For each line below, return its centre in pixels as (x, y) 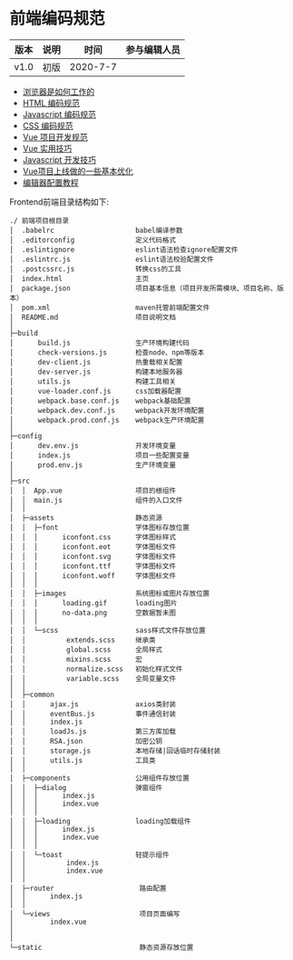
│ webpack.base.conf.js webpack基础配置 (100, 401)
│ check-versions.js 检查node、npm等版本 (107, 352)
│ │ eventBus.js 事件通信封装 (93, 714)
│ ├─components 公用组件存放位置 (100, 778)
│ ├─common (32, 695)
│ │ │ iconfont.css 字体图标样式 (93, 537)
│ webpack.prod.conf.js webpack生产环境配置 (107, 420)
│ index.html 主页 (79, 278)
